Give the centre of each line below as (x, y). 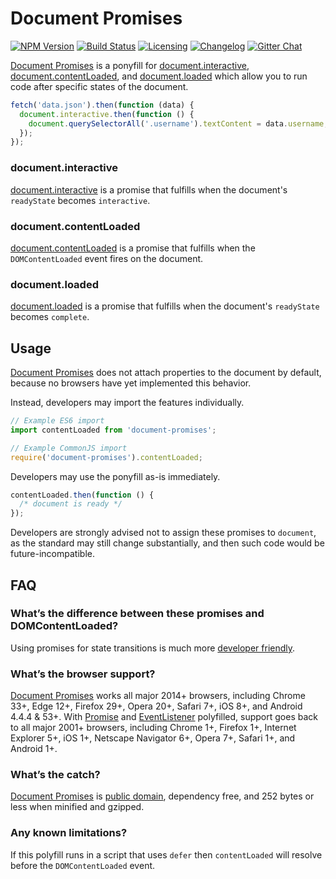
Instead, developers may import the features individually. (127, 403)
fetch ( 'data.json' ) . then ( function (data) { (102, 105)
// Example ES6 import (57, 421)
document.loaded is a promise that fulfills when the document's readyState (165, 306)
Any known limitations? (69, 833)
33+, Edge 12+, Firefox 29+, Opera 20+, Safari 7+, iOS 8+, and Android (156, 706)
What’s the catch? (55, 775)
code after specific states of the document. (99, 86)
